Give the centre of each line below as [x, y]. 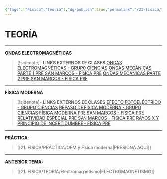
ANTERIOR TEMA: [24, 162]
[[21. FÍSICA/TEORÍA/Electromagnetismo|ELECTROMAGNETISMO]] [86, 171]
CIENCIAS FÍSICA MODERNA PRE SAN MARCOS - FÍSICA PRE [81, 113]
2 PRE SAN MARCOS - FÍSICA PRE [52, 78]
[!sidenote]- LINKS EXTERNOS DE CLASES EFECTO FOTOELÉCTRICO [89, 102]
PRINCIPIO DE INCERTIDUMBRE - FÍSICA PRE [64, 123]
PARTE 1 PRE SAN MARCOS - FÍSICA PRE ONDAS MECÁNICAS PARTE [89, 73]
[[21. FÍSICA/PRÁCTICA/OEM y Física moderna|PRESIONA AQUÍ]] [84, 147]
